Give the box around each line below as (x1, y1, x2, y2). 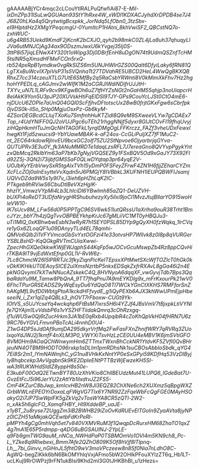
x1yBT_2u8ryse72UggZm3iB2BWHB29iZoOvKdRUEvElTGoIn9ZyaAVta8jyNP (6, 407, 193, 414)
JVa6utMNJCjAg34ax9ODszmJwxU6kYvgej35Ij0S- (6, 43, 133, 50)
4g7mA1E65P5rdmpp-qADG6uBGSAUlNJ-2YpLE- (6, 426, 127, 433)
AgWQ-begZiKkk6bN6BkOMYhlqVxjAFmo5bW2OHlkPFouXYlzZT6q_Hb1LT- (6, 451, 191, 458)
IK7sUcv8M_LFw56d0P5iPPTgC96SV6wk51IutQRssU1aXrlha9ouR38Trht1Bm (6, 206, 193, 213)
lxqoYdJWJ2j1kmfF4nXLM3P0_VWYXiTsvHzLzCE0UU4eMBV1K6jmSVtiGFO (6, 332, 191, 339)
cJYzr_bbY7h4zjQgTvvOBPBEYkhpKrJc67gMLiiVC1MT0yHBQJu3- (6, 212, 168, 219)
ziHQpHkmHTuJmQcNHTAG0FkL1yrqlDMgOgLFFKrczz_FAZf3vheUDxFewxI (6, 124, 191, 131)
